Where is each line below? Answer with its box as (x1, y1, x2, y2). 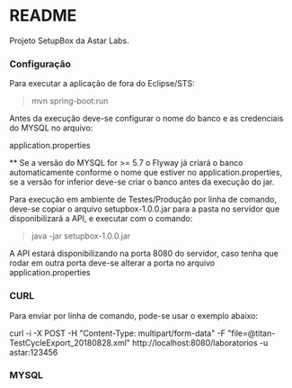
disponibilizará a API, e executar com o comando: (9, 213, 193, 224)
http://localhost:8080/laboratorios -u (131, 337, 269, 347)
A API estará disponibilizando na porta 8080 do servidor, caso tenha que (9, 248, 279, 259)
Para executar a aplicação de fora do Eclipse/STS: (9, 78, 195, 89)
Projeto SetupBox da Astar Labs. (9, 35, 130, 46)
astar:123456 (9, 347, 58, 357)
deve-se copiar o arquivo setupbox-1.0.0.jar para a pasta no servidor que (9, 203, 280, 214)
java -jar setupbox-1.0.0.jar (31, 230, 131, 241)
